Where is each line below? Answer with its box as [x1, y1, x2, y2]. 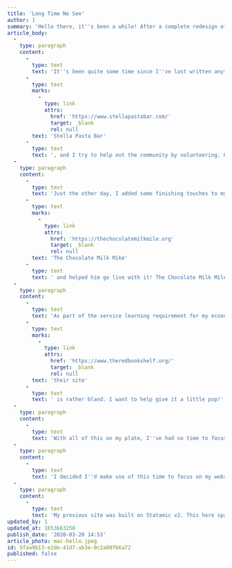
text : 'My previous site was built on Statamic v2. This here [32, 512, 215, 519]
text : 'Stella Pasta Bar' [32, 132, 107, 139]
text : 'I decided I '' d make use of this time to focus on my [32, 473, 212, 480]
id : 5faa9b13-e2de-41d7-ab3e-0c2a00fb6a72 [7, 544, 131, 551]
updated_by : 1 [7, 518, 48, 525]
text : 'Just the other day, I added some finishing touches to [32, 190, 217, 197]
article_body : [7, 29, 48, 37]
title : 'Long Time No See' [7, 10, 85, 17]
